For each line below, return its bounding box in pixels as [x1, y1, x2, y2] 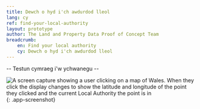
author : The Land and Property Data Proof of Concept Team [6, 31, 159, 38]
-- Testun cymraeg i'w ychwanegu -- [6, 65, 99, 72]
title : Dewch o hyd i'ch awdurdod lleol [6, 8, 111, 15]
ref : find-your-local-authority [6, 20, 88, 26]
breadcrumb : [6, 37, 36, 43]
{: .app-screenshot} [6, 96, 56, 103]
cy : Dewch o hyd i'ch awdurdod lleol [17, 48, 113, 54]
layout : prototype [6, 25, 53, 32]
